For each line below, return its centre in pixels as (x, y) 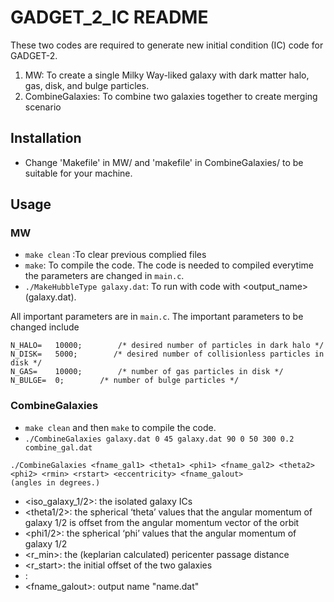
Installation (46, 138)
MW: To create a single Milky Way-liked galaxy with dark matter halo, (167, 75)
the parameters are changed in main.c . (104, 276)
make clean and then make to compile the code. (120, 427)
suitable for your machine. (78, 173)
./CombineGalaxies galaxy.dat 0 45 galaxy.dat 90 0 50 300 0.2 (159, 439)
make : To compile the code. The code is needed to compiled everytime (169, 265)
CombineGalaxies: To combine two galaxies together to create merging (171, 96)
